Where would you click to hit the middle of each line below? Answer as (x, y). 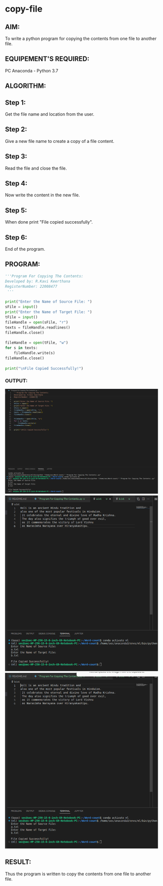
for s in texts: (21, 348)
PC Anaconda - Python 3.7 (32, 70)
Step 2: (16, 130)
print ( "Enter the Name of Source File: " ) (49, 302)
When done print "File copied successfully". (49, 222)
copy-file (24, 9)
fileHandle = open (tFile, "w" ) (37, 343)
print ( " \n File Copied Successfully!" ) (44, 368)
